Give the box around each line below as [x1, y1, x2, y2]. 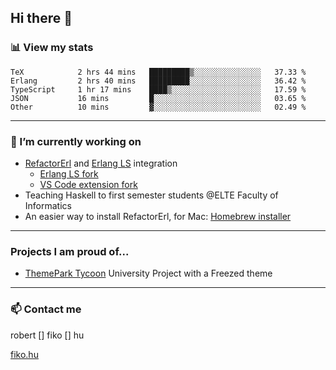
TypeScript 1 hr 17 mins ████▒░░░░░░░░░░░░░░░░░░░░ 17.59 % [10, 84, 307, 95]
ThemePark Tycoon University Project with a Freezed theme [24, 267, 273, 280]
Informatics [24, 199, 72, 211]
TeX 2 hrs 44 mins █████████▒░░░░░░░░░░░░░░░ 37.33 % [10, 67, 307, 77]
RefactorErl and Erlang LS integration [24, 157, 178, 169]
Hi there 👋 [10, 10, 73, 27]
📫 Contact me [10, 302, 82, 316]
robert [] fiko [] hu [10, 329, 85, 341]
